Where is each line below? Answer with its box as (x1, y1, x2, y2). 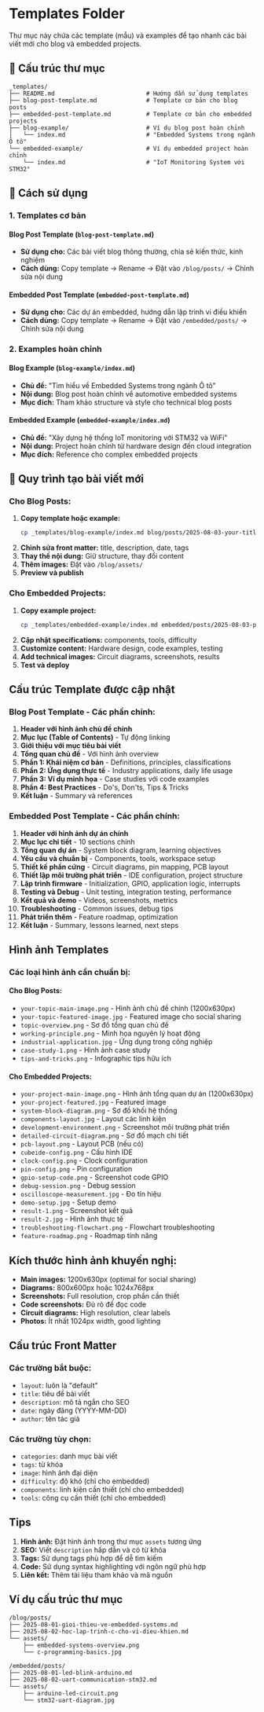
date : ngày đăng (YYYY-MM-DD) (20, 1406, 127, 1415)
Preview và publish (20, 568, 85, 577)
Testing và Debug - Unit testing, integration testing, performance (20, 887, 233, 896)
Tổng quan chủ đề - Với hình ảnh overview (20, 750, 159, 759)
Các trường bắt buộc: (9, 1362, 92, 1373)
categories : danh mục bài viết (20, 1451, 118, 1461)
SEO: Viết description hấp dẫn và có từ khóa (20, 1545, 167, 1554)
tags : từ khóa (20, 1460, 64, 1469)
